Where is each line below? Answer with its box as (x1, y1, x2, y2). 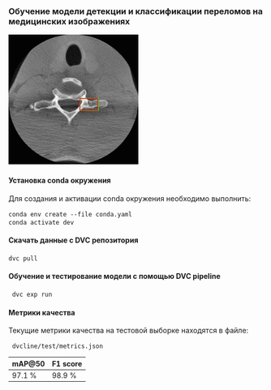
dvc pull (8, 254, 38, 263)
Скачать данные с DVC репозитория (8, 235, 139, 245)
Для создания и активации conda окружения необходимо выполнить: (8, 193, 252, 204)
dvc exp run (11, 290, 53, 298)
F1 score (51, 358, 83, 368)
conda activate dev (8, 218, 75, 226)
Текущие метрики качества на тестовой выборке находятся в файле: (8, 326, 249, 336)
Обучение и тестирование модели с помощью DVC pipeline (8, 272, 221, 281)
